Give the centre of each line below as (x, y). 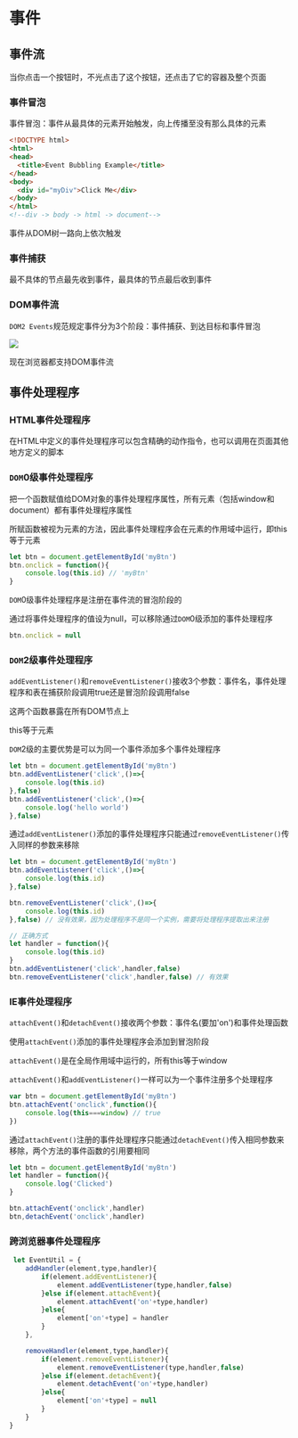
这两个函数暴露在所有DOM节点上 (69, 711)
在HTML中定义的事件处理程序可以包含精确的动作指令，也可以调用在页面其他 (149, 441)
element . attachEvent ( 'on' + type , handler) (133, 1302)
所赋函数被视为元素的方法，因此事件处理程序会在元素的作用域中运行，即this (148, 529)
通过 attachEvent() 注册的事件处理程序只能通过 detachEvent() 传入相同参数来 (147, 1139)
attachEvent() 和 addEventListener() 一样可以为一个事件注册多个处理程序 (141, 1080)
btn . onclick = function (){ (59, 565)
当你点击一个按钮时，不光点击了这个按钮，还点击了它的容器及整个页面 (138, 77)
